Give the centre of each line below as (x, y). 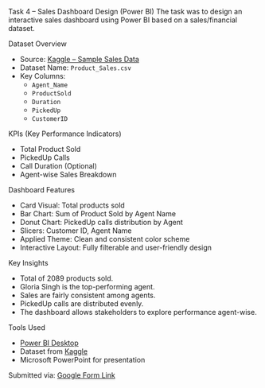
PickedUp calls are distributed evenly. (82, 304)
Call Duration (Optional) (58, 166)
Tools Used (27, 328)
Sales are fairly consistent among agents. (88, 295)
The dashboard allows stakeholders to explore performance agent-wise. (138, 312)
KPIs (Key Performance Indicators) (65, 134)
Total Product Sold (50, 149)
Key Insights (29, 263)
